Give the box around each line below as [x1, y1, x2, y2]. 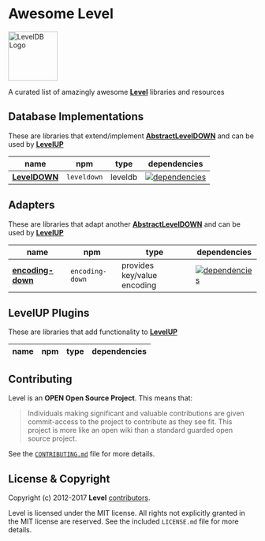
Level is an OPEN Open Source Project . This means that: [8, 393, 193, 403]
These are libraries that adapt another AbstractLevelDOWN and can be [8, 219, 241, 229]
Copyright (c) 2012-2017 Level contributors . [8, 493, 151, 502]
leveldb [110, 171, 138, 182]
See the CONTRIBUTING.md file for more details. [8, 449, 155, 459]
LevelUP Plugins [8, 306, 90, 320]
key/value [121, 269, 158, 280]
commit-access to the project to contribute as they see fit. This [27, 417, 233, 426]
